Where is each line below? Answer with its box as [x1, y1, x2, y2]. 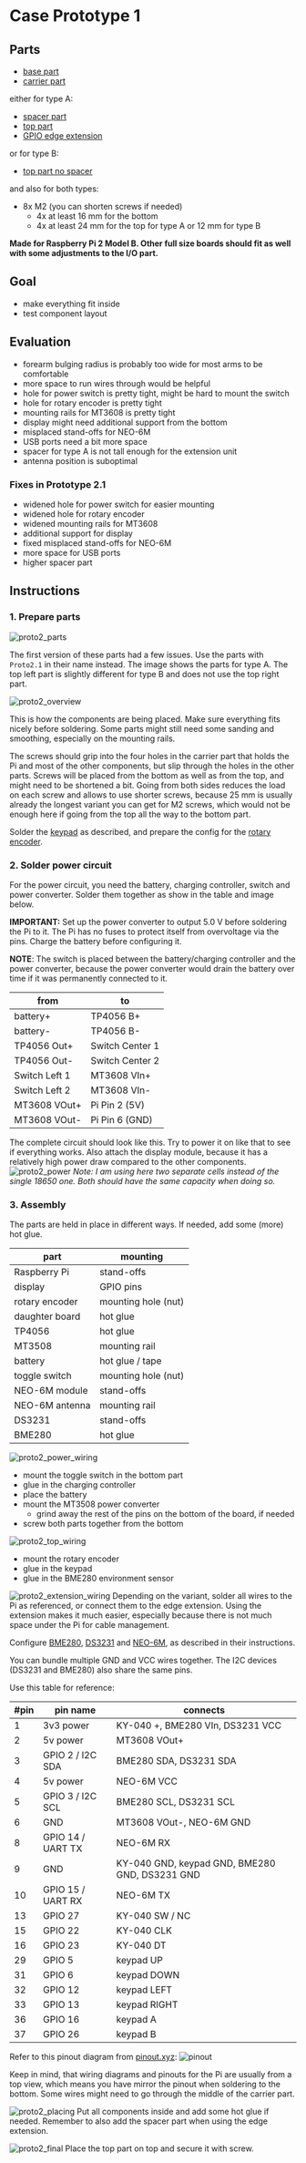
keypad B [116, 2028, 157, 2041]
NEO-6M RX [116, 1837, 171, 1849]
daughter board [14, 1310, 81, 1323]
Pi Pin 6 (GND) [90, 1113, 153, 1126]
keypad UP [116, 1954, 164, 1967]
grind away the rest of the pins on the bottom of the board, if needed [36, 1509, 295, 1519]
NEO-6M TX [116, 1889, 171, 1901]
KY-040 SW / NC [116, 1910, 191, 1922]
